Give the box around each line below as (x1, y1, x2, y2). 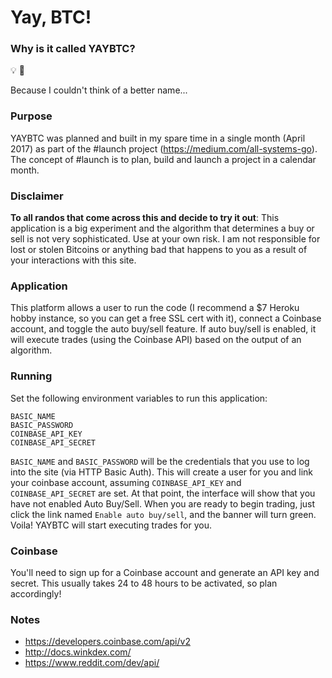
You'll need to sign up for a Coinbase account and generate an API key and (10, 566, 320, 578)
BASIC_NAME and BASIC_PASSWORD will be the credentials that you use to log (10, 455, 310, 467)
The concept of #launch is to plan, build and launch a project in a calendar (10, 153, 317, 165)
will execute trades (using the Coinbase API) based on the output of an (10, 334, 302, 346)
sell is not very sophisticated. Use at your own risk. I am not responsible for (10, 233, 321, 245)
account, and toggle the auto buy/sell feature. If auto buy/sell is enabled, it (10, 323, 317, 335)
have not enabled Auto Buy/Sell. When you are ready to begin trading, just (10, 497, 316, 510)
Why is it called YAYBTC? (10, 42, 136, 56)
